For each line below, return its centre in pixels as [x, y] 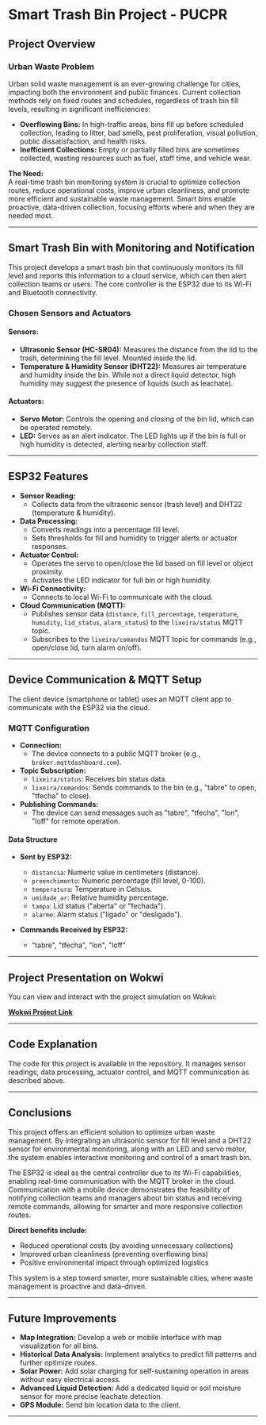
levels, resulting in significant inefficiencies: [79, 109]
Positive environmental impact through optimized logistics [114, 1262]
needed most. [31, 215]
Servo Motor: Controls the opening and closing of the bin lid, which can [137, 419]
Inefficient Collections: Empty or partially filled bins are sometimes [129, 149]
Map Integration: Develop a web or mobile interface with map [120, 1338]
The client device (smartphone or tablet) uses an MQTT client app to [120, 699]
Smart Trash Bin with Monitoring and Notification [132, 248]
